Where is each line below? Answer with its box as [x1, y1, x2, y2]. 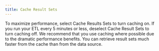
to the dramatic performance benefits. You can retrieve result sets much [5, 36, 149, 42]
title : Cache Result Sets [5, 7, 57, 12]
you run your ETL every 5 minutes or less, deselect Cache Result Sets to [5, 25, 149, 32]
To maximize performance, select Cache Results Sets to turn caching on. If [5, 20, 155, 26]
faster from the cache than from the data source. [5, 41, 103, 47]
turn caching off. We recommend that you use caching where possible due [5, 31, 154, 36]
